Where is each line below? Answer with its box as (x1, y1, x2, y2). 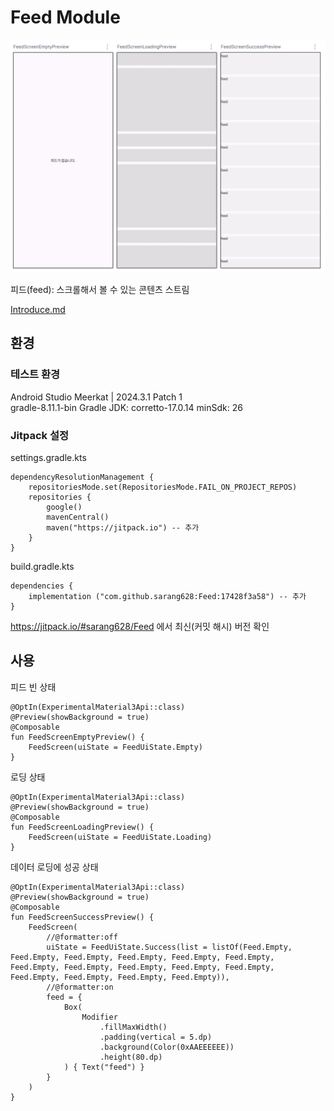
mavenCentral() (46, 512, 110, 523)
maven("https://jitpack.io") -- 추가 (46, 523, 200, 533)
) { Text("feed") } (63, 1062, 145, 1072)
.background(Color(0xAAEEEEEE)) (99, 1042, 235, 1052)
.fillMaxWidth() (99, 1022, 168, 1032)
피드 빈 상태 (10, 681, 57, 693)
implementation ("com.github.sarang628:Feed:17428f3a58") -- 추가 (28, 592, 307, 602)
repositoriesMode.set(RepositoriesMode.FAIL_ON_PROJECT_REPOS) (28, 482, 298, 493)
